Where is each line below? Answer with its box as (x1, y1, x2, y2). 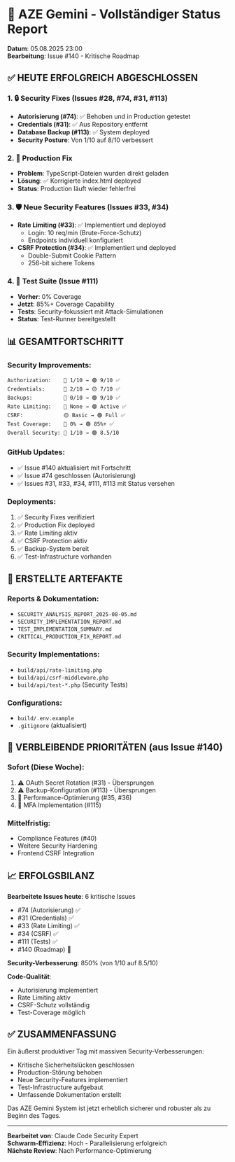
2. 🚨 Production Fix (7, 153, 73, 163)
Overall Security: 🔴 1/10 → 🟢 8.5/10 (7, 430, 120, 437)
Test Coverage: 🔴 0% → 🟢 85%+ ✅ (7, 421, 114, 428)
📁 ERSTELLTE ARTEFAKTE (7, 573, 123, 585)
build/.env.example (17, 715, 75, 722)
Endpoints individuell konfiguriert (27, 236, 124, 244)
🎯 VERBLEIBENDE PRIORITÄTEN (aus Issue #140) (7, 741, 223, 753)
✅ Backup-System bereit (17, 544, 90, 552)
